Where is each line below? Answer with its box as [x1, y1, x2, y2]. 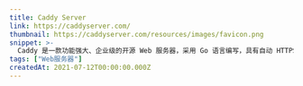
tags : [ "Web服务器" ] [9, 55, 83, 64]
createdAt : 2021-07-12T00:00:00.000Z [9, 64, 151, 73]
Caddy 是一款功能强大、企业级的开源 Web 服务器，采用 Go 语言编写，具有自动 [17, 47, 273, 56]
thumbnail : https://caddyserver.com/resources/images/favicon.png [9, 30, 264, 39]
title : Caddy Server [9, 13, 87, 22]
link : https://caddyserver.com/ [9, 21, 131, 30]
